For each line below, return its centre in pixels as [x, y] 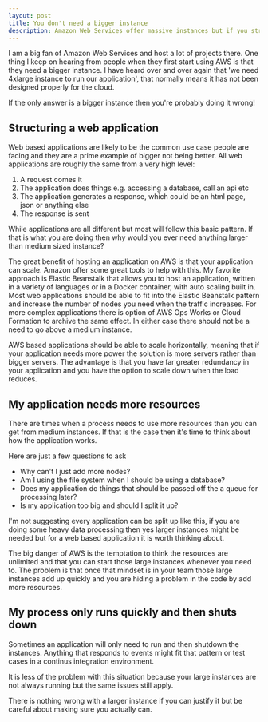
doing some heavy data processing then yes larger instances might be [124, 529]
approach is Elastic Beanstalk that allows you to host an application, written [132, 279]
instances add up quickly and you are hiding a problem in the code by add [130, 579]
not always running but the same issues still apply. [91, 685]
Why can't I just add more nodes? [75, 471]
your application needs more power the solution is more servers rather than [132, 353]
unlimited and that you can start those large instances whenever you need [130, 562]
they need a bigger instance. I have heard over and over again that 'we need [134, 70]
